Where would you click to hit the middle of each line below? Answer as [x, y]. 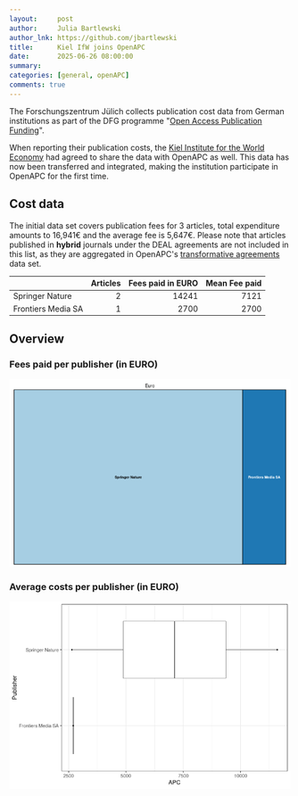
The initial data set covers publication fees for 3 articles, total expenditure [145, 225]
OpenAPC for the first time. [59, 176]
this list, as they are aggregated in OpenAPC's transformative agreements [145, 253]
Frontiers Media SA [48, 309]
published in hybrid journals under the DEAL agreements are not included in [149, 245]
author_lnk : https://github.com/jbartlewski [93, 37]
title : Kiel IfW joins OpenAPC [77, 47]
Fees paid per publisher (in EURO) [84, 364]
